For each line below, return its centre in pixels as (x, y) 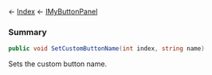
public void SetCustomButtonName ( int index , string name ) (106, 49)
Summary (28, 32)
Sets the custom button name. (58, 64)
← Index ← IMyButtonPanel (53, 12)
